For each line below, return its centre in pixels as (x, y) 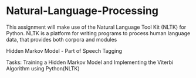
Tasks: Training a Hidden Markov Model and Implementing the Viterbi (90, 62)
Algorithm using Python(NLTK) (43, 68)
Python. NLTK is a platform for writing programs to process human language (98, 33)
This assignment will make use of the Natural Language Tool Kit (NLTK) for (96, 27)
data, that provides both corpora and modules (62, 39)
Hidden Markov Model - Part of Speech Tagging (64, 50)
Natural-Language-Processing (82, 11)
